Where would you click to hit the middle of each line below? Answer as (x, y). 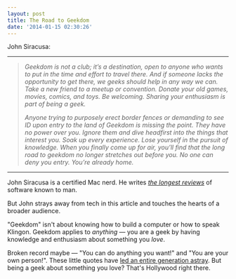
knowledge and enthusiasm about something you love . (86, 240)
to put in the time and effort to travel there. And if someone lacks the (124, 74)
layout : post (26, 14)
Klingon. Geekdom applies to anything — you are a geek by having (104, 232)
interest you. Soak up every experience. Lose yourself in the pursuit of (126, 140)
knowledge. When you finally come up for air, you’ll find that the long (125, 147)
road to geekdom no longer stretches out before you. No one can (119, 155)
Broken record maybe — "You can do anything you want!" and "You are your (118, 253)
